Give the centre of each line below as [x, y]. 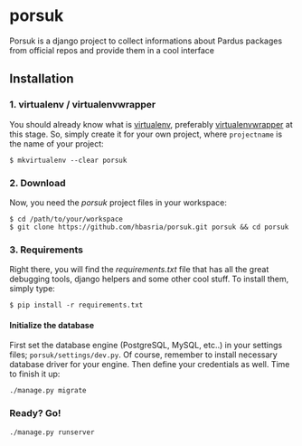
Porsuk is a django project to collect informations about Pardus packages [146, 41]
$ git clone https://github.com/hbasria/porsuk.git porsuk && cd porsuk [149, 227]
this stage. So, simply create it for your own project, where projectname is [146, 134]
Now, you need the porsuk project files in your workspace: [118, 202]
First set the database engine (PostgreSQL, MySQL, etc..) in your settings [146, 346]
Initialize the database [52, 325]
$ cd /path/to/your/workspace [66, 219]
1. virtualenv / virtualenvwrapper [83, 105]
